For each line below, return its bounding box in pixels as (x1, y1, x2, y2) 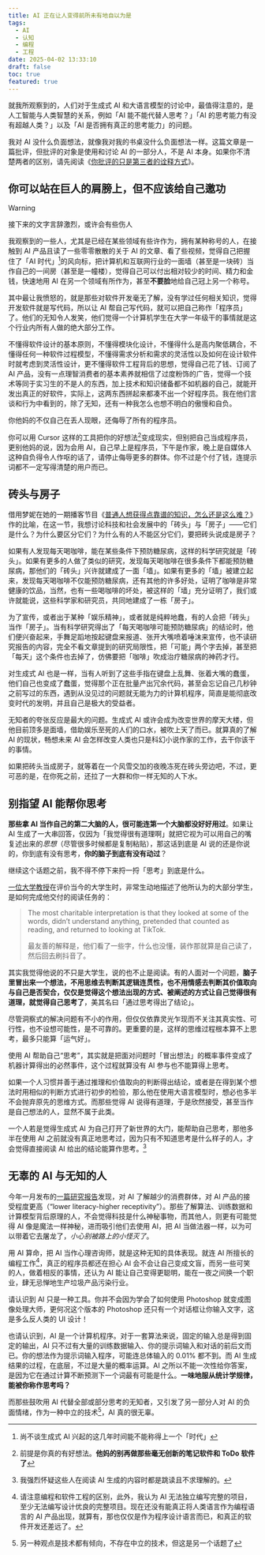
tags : (8, 19, 26, 27)
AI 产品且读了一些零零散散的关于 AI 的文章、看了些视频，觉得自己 (23, 246, 237, 256)
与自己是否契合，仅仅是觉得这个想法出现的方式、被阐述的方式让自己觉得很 (8, 988, 250, 997)
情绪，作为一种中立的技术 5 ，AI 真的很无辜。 (14, 1407, 159, 1418)
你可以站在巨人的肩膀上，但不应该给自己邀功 (8, 182, 226, 195)
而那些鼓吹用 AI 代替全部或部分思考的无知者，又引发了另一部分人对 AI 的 (8, 1397, 244, 1407)
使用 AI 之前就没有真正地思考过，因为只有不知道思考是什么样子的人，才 (21, 1134, 254, 1144)
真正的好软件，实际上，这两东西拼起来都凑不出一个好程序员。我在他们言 (21, 389, 257, 398)
